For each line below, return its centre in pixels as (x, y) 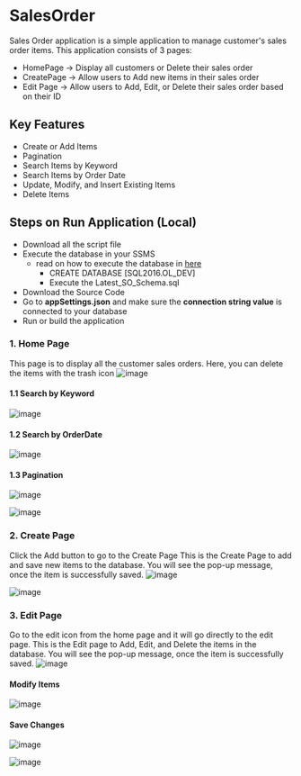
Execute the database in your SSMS (89, 254)
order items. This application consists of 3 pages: (101, 50)
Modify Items (35, 684)
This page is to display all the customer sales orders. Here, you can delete (146, 363)
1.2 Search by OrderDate (56, 434)
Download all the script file (72, 244)
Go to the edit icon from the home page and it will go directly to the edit (142, 635)
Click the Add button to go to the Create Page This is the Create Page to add (150, 555)
